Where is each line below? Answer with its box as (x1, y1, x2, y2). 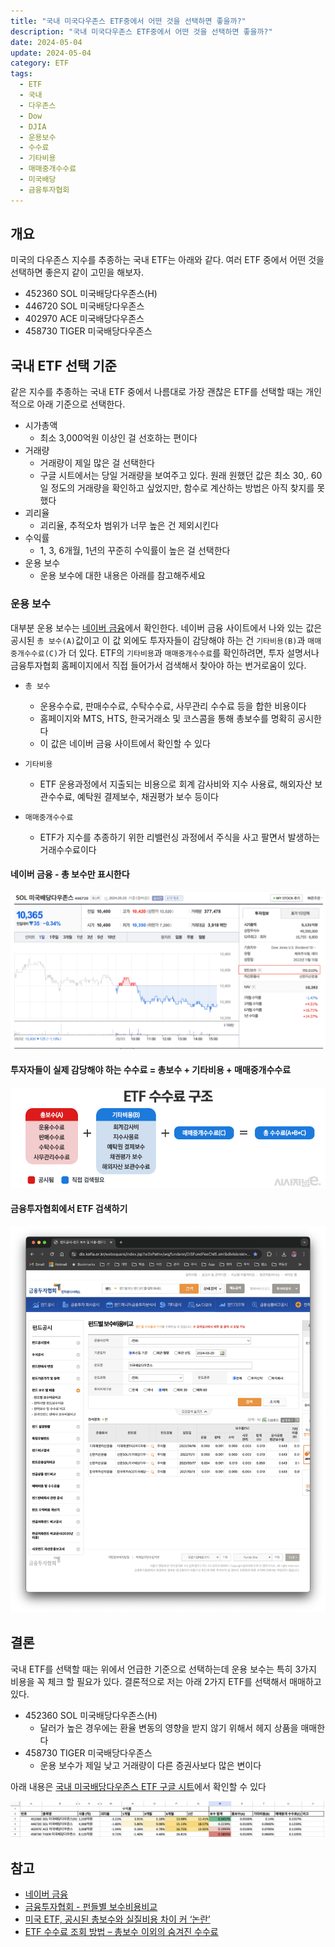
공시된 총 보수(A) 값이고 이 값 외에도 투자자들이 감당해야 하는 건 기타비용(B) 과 (10, 634, 306, 646)
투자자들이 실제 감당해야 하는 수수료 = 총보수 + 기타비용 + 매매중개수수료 (10, 1064, 292, 1076)
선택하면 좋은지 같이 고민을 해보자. (10, 266, 144, 279)
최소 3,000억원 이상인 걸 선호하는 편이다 (39, 432, 198, 444)
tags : (10, 69, 33, 79)
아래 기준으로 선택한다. (36, 398, 126, 410)
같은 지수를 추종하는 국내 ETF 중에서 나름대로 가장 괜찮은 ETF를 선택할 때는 (10, 386, 304, 398)
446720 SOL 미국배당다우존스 (24, 300, 145, 312)
